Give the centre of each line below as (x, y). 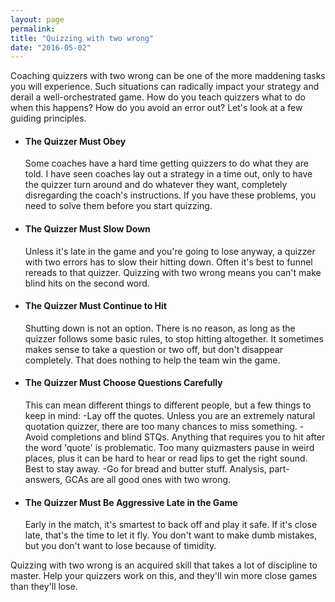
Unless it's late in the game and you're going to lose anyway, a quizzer (170, 251)
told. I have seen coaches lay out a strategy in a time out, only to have (168, 174)
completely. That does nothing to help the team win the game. (152, 360)
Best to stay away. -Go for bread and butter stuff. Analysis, (145, 469)
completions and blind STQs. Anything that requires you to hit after (188, 437)
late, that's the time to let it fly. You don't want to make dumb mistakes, (170, 535)
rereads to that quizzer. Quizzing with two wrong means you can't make (173, 272)
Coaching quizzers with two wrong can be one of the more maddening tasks (168, 76)
